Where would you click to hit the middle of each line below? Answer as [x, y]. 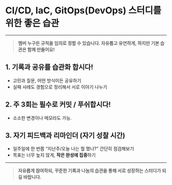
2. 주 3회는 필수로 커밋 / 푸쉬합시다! [58, 105]
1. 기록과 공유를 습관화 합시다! [49, 67]
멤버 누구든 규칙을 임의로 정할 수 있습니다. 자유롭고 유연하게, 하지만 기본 [89, 43]
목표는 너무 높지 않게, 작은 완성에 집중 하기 [54, 155]
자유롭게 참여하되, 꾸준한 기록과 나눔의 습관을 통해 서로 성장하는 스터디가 [89, 171]
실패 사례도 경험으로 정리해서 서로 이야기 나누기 [60, 87]
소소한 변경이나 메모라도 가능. [42, 118]
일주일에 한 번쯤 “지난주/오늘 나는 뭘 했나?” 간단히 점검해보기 [73, 149]
